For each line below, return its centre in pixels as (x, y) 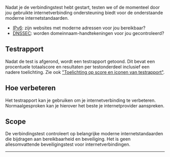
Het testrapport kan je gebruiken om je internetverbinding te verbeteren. (80, 100)
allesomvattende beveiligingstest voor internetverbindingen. (68, 144)
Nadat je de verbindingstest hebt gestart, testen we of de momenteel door (83, 7)
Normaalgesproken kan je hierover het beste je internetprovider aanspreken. (85, 105)
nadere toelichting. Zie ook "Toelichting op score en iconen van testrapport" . (85, 72)
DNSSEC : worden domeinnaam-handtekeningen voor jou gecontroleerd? (88, 33)
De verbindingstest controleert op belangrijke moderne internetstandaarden (84, 134)
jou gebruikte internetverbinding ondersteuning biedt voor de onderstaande (84, 13)
